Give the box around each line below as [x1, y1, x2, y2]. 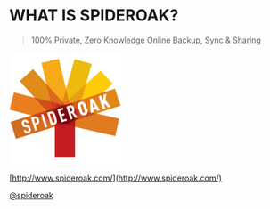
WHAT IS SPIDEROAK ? [9, 5, 179, 26]
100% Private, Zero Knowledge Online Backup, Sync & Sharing [30, 35, 261, 45]
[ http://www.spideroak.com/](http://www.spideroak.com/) [9, 173, 223, 183]
